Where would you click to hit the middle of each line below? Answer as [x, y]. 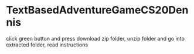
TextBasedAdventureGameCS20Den [97, 10]
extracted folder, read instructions [47, 45]
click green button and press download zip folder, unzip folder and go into [95, 38]
